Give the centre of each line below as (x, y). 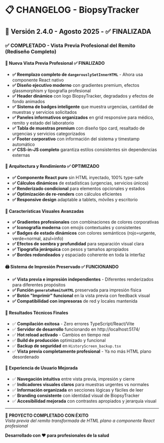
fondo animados (29, 101)
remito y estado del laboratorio (43, 123)
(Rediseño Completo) (31, 52)
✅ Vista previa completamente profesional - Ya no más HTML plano (82, 351)
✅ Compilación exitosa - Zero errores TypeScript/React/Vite (73, 324)
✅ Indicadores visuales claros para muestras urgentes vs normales (81, 384)
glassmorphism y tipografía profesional (51, 91)
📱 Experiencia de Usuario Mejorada (41, 368)
